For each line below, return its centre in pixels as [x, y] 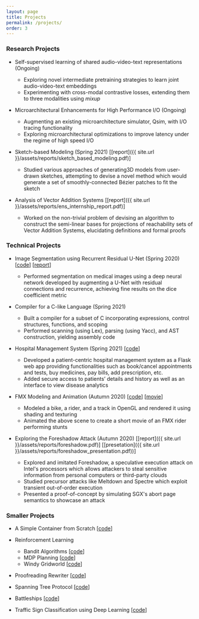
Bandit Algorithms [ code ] [54, 551]
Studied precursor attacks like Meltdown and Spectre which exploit [105, 481]
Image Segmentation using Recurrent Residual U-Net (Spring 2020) [97, 258]
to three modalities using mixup [62, 98]
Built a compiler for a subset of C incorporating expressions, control [106, 318]
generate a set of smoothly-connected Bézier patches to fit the [100, 182]
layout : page [22, 12]
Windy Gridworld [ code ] [53, 564]
